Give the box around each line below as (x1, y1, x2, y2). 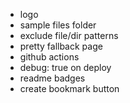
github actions (19, 51, 80, 63)
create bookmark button (19, 83, 120, 94)
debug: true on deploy (19, 62, 112, 73)
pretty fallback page (19, 40, 103, 52)
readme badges (19, 72, 86, 84)
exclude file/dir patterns (19, 30, 119, 41)
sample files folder (19, 19, 97, 31)
